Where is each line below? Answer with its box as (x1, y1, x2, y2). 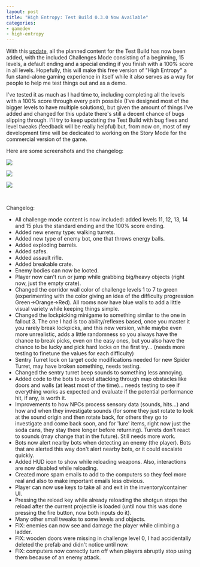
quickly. (14, 452, 35, 459)
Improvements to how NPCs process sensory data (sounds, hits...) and (14, 401, 190, 408)
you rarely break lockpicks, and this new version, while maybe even (14, 325, 182, 332)
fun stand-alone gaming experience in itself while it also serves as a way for (6, 73, 194, 80)
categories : (6, 20, 36, 26)
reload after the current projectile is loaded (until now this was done (14, 503, 183, 510)
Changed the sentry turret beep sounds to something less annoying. (14, 369, 184, 376)
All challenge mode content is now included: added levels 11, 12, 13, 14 (14, 216, 188, 223)
